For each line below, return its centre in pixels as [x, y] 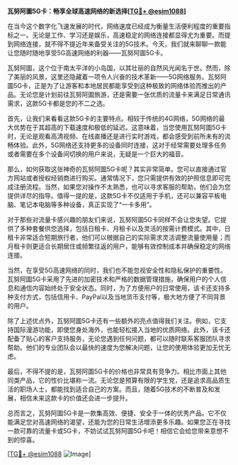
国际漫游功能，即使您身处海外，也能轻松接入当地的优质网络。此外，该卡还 [122, 330]
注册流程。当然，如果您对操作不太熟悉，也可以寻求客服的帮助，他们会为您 [122, 187]
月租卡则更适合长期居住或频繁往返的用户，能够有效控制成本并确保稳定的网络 [119, 246]
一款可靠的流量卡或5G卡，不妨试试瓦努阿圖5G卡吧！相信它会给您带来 [109, 431]
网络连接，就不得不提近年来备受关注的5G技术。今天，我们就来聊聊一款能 [120, 44]
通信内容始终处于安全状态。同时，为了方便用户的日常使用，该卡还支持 [122, 288]
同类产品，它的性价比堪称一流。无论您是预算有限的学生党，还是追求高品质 [116, 380]
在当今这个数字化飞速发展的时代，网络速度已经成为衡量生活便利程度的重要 [116, 26]
